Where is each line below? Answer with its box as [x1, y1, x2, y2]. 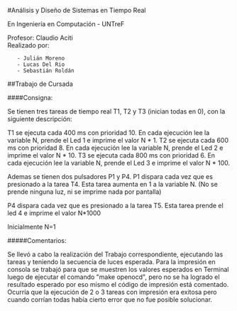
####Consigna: [7, 94, 53, 102]
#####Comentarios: [7, 236, 67, 244]
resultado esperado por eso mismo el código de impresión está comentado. [7, 280, 229, 288]
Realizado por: [7, 41, 50, 49]
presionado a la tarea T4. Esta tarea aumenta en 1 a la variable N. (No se [7, 180, 218, 188]
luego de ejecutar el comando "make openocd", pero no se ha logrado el [7, 273, 220, 281]
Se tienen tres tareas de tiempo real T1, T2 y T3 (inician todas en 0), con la [7, 107, 226, 116]
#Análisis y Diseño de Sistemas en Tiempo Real [7, 6, 146, 14]
